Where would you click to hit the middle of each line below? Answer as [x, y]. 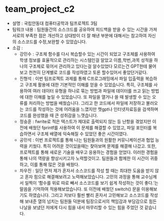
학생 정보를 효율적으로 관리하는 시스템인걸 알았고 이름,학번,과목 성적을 [86, 60]
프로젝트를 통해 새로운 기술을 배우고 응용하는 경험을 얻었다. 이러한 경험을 [89, 152]
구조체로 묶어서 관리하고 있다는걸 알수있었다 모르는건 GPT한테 [88, 66]
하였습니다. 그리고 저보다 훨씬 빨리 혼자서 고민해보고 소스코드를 [89, 195]
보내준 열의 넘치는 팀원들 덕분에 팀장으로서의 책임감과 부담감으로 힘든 [91, 201]
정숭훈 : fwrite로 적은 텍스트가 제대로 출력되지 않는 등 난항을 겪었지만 [85, 121]
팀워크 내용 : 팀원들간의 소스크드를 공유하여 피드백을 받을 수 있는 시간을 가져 [85, 29]
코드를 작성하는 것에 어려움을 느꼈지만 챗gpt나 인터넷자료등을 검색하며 [92, 109]
